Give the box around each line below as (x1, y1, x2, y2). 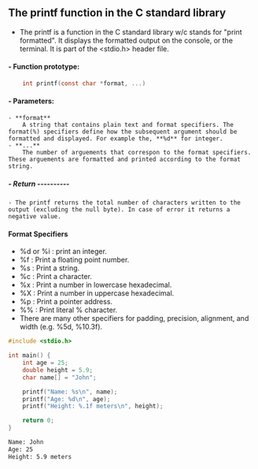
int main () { (8, 352, 51, 359)
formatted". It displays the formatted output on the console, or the (19, 35, 234, 45)
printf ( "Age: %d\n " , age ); (22, 395, 111, 403)
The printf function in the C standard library (8, 6, 227, 20)
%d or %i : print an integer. (19, 247, 108, 256)
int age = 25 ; (22, 359, 68, 367)
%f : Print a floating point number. (19, 255, 130, 265)
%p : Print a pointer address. (19, 297, 112, 307)
